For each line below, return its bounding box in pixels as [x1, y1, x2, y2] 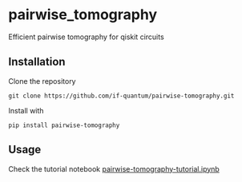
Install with [8, 105, 44, 115]
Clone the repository [8, 76, 76, 85]
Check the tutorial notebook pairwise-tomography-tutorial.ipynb [8, 164, 220, 173]
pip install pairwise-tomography [8, 121, 120, 129]
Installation [8, 55, 66, 69]
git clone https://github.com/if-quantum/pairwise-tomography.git [8, 92, 235, 100]
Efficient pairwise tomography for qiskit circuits [8, 32, 164, 42]
